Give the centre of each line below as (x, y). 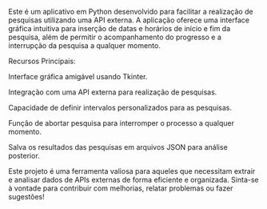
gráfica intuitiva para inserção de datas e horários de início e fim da (120, 28)
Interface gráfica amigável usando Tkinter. (78, 76)
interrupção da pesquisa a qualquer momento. (85, 46)
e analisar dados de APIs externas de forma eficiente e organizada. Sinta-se (134, 180)
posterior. (24, 156)
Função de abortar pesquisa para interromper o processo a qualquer (121, 123)
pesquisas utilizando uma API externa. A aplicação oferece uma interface (129, 20)
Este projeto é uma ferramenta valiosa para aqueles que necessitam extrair (132, 171)
